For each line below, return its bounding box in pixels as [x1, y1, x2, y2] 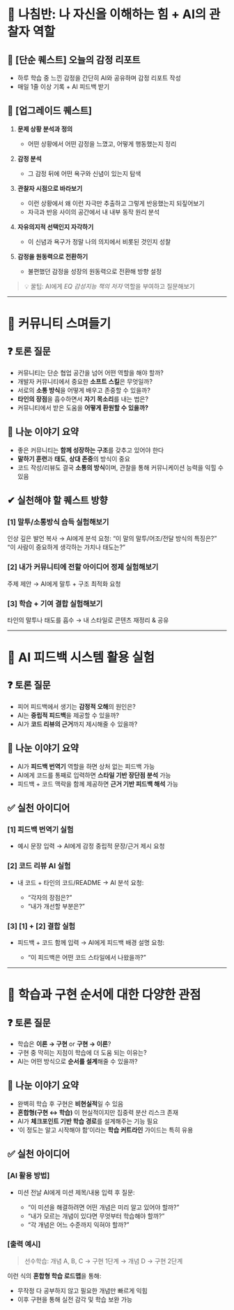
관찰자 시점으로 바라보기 [17, 184, 83, 192]
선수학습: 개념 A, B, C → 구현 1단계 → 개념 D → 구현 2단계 [24, 1256, 183, 1265]
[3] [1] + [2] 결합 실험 [7, 921, 75, 930]
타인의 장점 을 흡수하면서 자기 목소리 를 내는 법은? [17, 394, 148, 403]
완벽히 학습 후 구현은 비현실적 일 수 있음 [17, 1099, 124, 1108]
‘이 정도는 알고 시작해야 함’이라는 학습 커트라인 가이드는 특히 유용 [17, 1125, 194, 1134]
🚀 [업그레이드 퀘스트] [7, 105, 93, 117]
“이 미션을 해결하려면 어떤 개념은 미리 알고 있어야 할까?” [27, 1203, 180, 1211]
